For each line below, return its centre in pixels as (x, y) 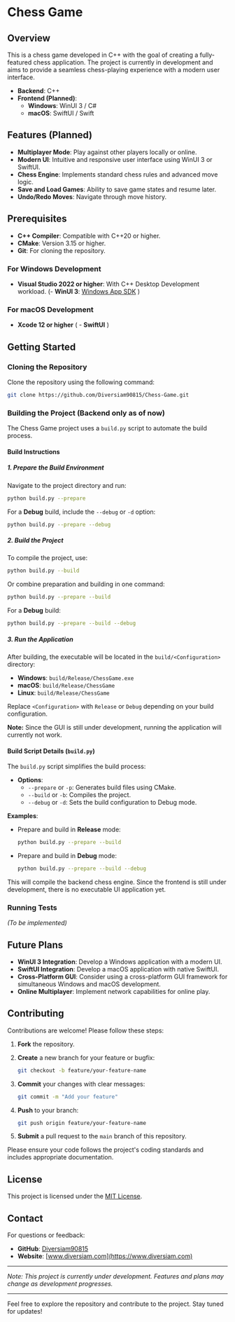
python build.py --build (43, 571)
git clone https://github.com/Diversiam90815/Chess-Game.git (98, 395)
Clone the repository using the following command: (81, 382)
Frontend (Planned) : (47, 98)
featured (20, 62)
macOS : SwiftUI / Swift (61, 113)
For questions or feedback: (46, 1235)
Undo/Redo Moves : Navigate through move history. (92, 196)
